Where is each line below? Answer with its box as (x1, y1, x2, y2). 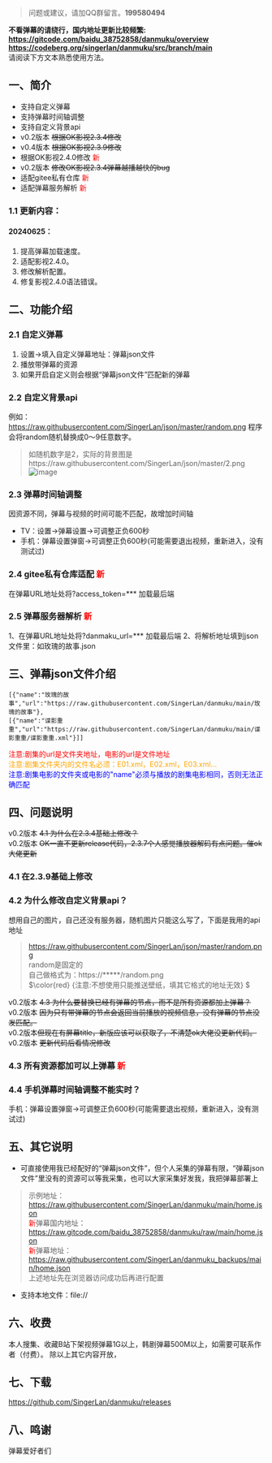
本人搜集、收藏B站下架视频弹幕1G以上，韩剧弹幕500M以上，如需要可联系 (8, 1339, 254, 1349)
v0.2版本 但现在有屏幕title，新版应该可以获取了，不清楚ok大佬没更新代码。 (8, 1027, 257, 1038)
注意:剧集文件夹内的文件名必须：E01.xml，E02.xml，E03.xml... (8, 759, 218, 769)
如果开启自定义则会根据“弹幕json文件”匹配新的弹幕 (19, 369, 191, 379)
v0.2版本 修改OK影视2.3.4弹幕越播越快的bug (19, 162, 171, 172)
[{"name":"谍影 (8, 716, 58, 725)
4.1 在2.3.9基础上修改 (8, 871, 93, 883)
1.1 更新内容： (8, 205, 62, 216)
